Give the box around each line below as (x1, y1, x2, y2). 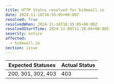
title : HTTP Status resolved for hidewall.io (5, 7, 104, 13)
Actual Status (61, 62, 96, 69)
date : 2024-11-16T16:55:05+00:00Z (5, 12, 80, 17)
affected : (5, 36, 27, 41)
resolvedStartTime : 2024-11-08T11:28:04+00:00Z (5, 26, 109, 32)
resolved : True (5, 17, 38, 22)
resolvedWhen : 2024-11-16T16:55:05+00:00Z (5, 21, 98, 27)
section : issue (5, 45, 38, 50)
